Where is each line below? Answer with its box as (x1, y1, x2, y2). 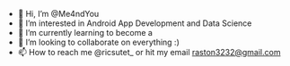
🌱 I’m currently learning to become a (17, 28, 153, 37)
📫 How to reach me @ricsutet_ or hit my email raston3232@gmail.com (17, 47, 281, 57)
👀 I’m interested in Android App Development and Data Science (17, 18, 252, 29)
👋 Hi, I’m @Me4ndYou (17, 9, 100, 19)
